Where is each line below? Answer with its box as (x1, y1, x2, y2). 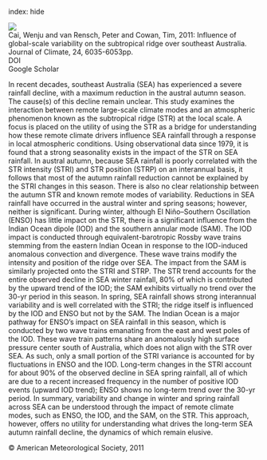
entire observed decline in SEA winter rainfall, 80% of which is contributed (8, 275, 253, 284)
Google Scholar (8, 64, 60, 73)
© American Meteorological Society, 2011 (8, 443, 144, 452)
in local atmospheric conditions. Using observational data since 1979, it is (8, 139, 249, 149)
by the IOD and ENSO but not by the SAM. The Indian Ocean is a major (8, 309, 240, 318)
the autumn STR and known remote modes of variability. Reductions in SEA (8, 190, 255, 199)
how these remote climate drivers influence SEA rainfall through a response (8, 131, 257, 140)
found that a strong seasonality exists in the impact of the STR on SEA (8, 148, 238, 157)
